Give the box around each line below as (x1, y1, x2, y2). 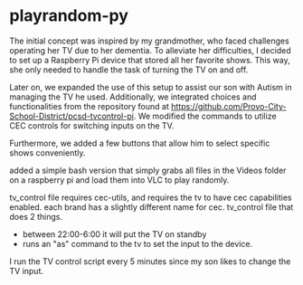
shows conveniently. (9, 147, 86, 158)
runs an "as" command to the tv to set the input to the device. (22, 238, 253, 249)
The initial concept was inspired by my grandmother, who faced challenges (9, 35, 289, 46)
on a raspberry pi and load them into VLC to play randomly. (9, 174, 230, 185)
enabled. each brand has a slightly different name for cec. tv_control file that (9, 201, 294, 213)
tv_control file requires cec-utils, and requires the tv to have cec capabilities (9, 192, 292, 203)
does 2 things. (9, 211, 63, 222)
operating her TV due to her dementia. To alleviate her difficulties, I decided (9, 44, 291, 55)
